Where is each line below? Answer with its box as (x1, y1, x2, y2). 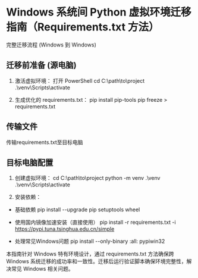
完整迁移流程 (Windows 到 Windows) (6, 41, 97, 48)
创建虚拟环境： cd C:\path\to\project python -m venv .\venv (14, 174, 161, 182)
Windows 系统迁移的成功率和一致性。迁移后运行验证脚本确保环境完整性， (6, 258, 187, 265)
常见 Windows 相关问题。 (11, 265, 74, 273)
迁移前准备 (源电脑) (6, 60, 77, 70)
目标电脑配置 (6, 157, 54, 167)
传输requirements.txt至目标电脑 (6, 138, 83, 146)
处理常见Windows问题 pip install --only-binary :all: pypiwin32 (14, 238, 165, 245)
